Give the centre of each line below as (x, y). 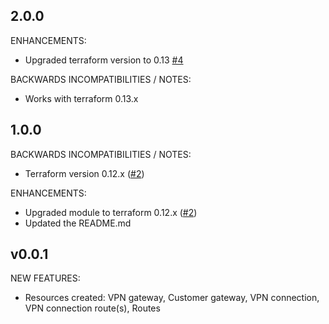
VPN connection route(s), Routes (92, 308)
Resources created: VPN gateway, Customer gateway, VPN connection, (172, 298)
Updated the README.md (78, 223)
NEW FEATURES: (45, 278)
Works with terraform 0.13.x (81, 98)
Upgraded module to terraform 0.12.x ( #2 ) (111, 212)
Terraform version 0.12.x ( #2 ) (84, 173)
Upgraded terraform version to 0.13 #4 (104, 60)
